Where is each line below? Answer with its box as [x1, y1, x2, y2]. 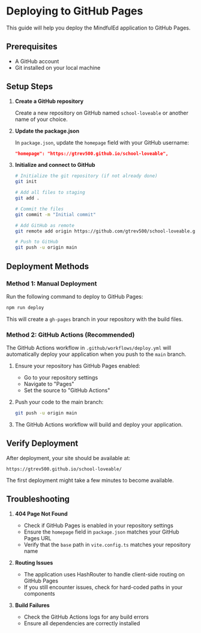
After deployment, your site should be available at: [6, 454, 131, 461]
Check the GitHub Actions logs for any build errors [23, 613, 149, 620]
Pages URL [23, 534, 52, 541]
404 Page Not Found [14, 510, 68, 517]
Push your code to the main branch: [14, 399, 104, 406]
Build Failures [14, 601, 50, 609]
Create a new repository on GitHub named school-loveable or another [14, 109, 189, 116]
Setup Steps [6, 81, 53, 92]
